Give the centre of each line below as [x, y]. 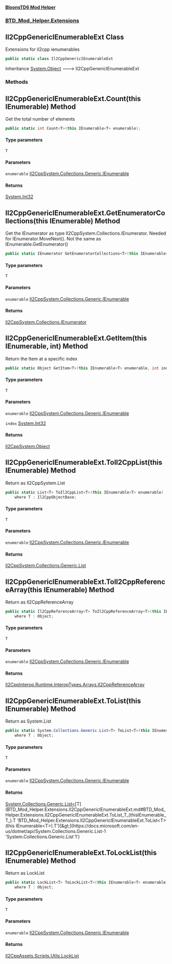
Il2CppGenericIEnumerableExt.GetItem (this [76, 338]
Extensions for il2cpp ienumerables [42, 49]
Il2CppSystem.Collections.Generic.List [46, 565]
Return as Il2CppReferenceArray [39, 602]
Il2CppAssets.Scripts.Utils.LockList [42, 956]
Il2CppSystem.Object [28, 446]
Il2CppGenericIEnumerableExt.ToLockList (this [81, 853]
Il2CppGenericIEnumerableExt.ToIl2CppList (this [84, 462]
